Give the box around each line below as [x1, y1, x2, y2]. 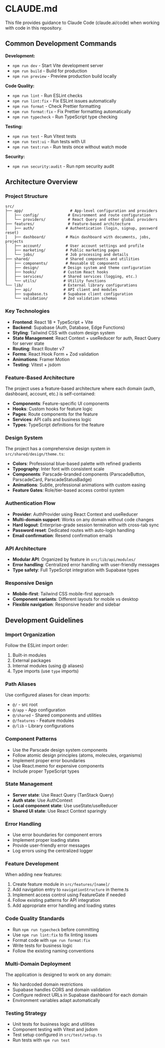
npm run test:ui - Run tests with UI [12, 138, 86, 144]
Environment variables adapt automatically [12, 997, 100, 1003]
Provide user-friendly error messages [12, 842, 90, 849]
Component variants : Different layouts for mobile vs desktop [12, 596, 138, 602]
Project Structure [5, 193, 48, 200]
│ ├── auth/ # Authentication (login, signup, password [5, 226, 157, 231]
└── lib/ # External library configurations [5, 283, 137, 288]
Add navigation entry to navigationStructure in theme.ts [12, 887, 129, 893]
